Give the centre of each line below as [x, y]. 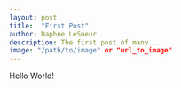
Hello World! [32, 76]
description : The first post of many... [85, 42]
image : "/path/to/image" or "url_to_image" [91, 51]
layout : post [33, 17]
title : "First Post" [49, 26]
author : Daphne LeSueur [53, 34]
